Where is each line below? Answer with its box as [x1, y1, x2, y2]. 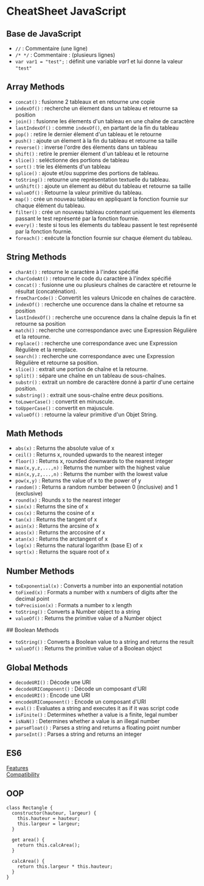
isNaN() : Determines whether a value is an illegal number [15, 718, 160, 725]
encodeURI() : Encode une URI [15, 691, 91, 699]
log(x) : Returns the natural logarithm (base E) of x [15, 542, 143, 549]
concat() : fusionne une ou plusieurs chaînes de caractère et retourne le [15, 281, 197, 288]
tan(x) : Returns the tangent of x [15, 516, 97, 523]
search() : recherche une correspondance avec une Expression [15, 352, 175, 359]
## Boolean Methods [6, 627, 59, 634]
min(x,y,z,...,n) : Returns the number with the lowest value [15, 470, 168, 478]
